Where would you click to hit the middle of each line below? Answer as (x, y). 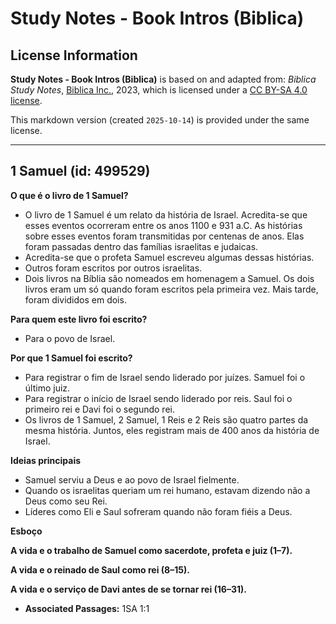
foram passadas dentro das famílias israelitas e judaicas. (141, 246)
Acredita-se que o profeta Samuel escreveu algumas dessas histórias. (169, 257)
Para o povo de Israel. (70, 338)
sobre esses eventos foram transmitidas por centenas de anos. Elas (164, 236)
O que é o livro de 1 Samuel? (69, 195)
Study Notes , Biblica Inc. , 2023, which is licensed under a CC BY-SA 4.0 (159, 90)
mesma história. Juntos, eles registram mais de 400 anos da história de (172, 430)
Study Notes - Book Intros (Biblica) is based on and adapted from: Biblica (163, 79)
